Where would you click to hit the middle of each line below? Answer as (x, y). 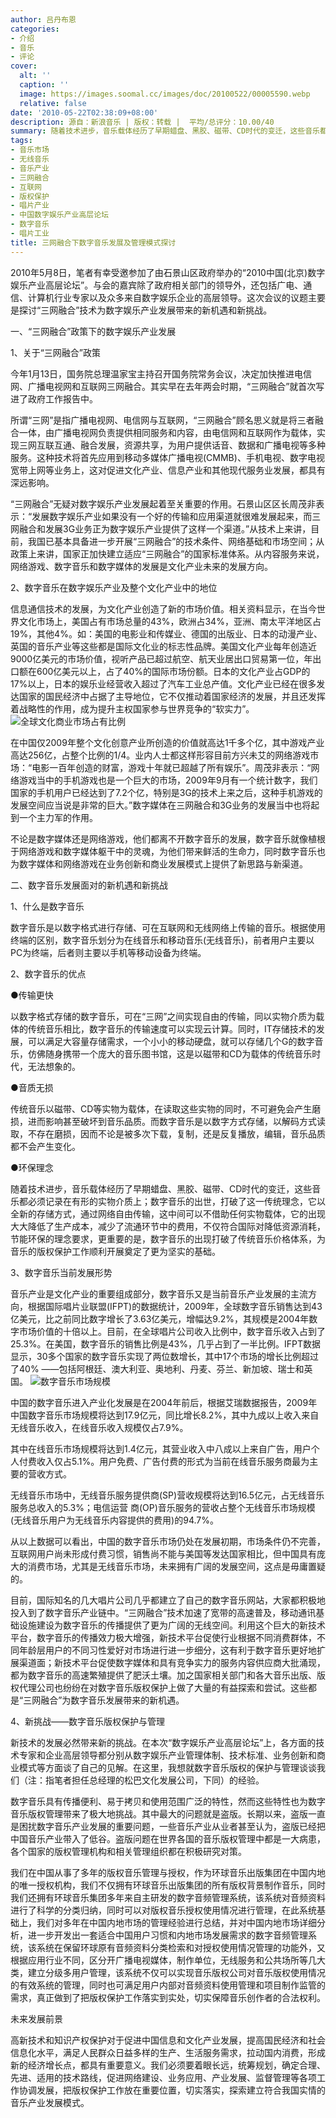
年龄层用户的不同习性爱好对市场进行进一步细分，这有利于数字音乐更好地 (167, 1650)
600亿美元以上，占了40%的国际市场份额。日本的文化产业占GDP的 (173, 671)
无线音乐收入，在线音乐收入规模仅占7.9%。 (99, 1427)
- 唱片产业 (30, 206)
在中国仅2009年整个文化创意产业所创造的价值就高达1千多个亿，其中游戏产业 (167, 742)
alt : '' (35, 76)
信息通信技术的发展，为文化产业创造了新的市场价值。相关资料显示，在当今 (163, 608)
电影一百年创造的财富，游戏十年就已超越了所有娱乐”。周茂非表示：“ (171, 767)
